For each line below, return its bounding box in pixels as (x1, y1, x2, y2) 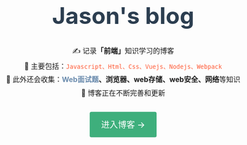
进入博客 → (101, 119, 146, 130)
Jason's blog (51, 1, 195, 30)
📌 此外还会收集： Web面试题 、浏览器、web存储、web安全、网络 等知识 (6, 75, 241, 84)
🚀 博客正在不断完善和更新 (81, 88, 165, 98)
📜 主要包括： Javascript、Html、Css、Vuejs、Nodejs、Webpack (24, 61, 222, 71)
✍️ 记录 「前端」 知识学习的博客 (72, 46, 175, 56)
